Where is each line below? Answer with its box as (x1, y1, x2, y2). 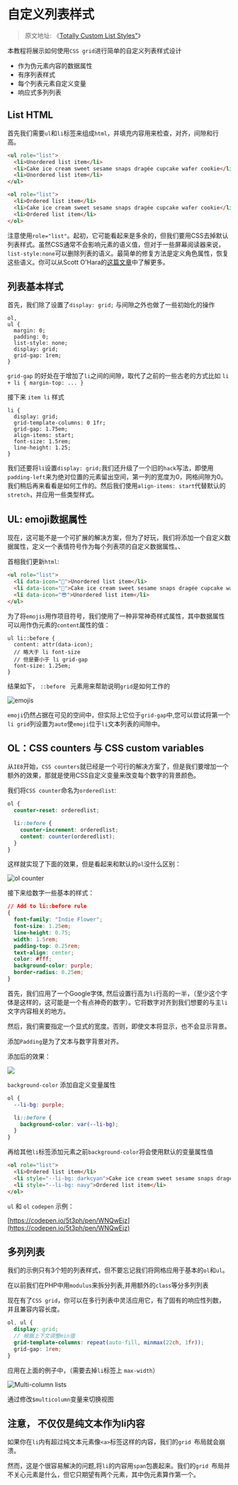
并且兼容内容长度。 (7, 1305, 64, 1313)
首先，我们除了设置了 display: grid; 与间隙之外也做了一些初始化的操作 (7, 301, 215, 309)
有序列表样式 (17, 70, 55, 79)
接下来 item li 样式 (7, 393, 64, 402)
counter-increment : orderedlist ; (20, 826, 119, 834)
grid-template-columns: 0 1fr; (13, 419, 106, 426)
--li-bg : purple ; (13, 1101, 65, 1108)
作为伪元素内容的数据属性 (17, 61, 93, 70)
